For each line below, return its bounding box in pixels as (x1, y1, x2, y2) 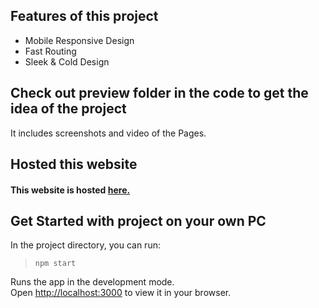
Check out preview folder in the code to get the (10, 85, 309, 102)
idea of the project (10, 100, 127, 118)
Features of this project (10, 8, 159, 25)
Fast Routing (24, 45, 77, 57)
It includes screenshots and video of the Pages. (10, 127, 207, 139)
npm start (34, 259, 77, 269)
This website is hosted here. (10, 184, 131, 196)
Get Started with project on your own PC (10, 213, 267, 229)
